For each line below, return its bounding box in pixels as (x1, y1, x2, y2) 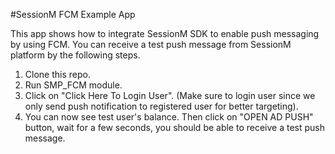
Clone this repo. (24, 69, 91, 80)
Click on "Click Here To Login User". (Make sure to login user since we (24, 90, 316, 101)
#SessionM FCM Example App (10, 9, 136, 20)
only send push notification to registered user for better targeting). (24, 100, 299, 112)
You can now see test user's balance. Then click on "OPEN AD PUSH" (24, 111, 314, 123)
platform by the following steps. (10, 49, 141, 61)
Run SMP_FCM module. (24, 79, 123, 91)
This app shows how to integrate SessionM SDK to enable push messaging (10, 28, 320, 39)
